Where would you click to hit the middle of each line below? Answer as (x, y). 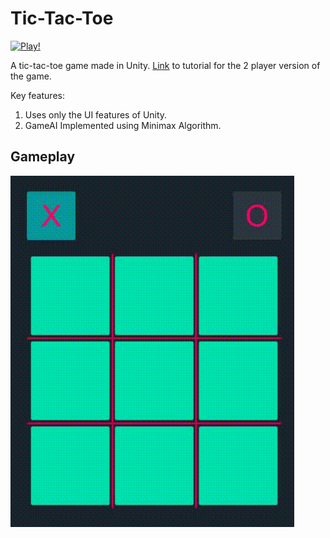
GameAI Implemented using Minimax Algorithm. (123, 125)
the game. (31, 76)
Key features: (37, 95)
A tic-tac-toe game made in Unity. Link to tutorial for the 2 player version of (165, 65)
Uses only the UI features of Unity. (96, 114)
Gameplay (43, 157)
